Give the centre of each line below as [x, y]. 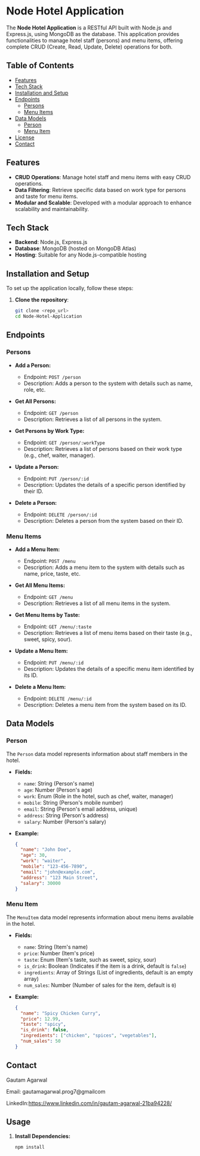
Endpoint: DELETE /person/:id [60, 514]
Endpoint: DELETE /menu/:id [58, 698]
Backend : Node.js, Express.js [51, 242]
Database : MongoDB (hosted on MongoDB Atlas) [76, 249]
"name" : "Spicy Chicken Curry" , [61, 1013]
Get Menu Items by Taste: [47, 615]
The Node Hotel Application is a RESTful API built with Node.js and [89, 28]
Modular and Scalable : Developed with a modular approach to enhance [103, 203]
